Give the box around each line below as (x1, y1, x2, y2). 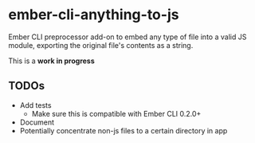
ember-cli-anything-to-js (8, 6, 179, 24)
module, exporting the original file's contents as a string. (8, 40, 194, 50)
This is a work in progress (8, 56, 96, 66)
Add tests (19, 100, 52, 109)
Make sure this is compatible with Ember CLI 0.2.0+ (31, 109, 202, 118)
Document (19, 117, 54, 127)
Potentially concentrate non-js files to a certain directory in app (19, 125, 228, 135)
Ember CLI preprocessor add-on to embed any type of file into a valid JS (8, 32, 247, 42)
